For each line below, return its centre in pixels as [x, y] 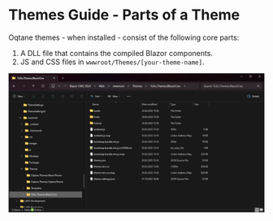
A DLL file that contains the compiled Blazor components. [117, 53]
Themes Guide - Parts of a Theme [124, 15]
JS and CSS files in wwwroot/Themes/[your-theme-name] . [112, 62]
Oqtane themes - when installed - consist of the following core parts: [124, 37]
